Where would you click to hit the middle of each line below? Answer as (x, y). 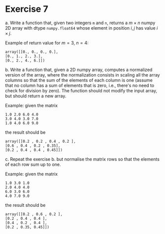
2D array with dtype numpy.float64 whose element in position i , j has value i (82, 28)
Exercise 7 (27, 9)
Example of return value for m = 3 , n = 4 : (47, 42)
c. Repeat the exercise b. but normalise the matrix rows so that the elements (82, 159)
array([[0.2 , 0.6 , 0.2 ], (34, 214)
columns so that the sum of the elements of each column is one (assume (79, 80)
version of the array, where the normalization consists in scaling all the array (82, 75)
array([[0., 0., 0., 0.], (32, 52)
